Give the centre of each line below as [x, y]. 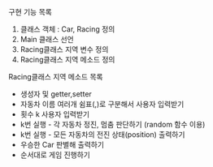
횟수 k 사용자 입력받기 [55, 114]
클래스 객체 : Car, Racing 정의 [67, 29]
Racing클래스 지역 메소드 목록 [56, 77]
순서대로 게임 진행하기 [55, 155]
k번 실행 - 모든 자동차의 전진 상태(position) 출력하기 [102, 135]
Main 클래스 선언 [47, 39]
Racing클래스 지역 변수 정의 [64, 49]
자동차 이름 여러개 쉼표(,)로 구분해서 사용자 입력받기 [102, 104]
